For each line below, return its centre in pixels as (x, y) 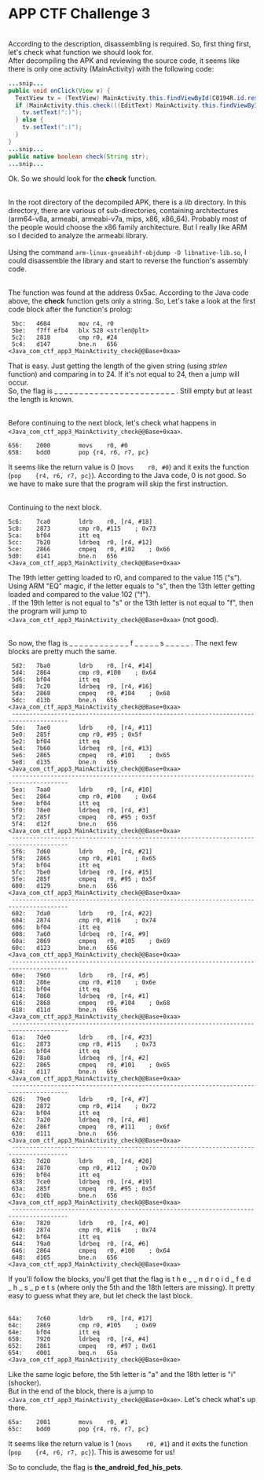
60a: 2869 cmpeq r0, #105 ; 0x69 (91, 941)
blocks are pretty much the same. (62, 652)
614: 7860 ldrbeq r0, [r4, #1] (80, 996)
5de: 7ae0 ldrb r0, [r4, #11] (82, 728)
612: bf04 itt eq (56, 989)
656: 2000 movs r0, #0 (68, 446)
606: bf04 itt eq (56, 928)
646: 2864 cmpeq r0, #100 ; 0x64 (91, 1251)
